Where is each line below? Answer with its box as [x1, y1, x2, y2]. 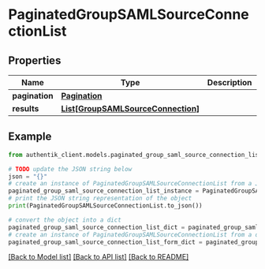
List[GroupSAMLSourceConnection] [61, 103, 200, 114]
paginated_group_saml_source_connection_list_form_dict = [8, 238, 203, 246]
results [12, 103, 39, 114]
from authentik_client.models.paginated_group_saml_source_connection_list [8, 151, 263, 159]
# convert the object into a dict [8, 215, 122, 224]
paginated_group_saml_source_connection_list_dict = [8, 223, 185, 231]
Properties [8, 54, 62, 67]
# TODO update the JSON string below [8, 165, 132, 173]
